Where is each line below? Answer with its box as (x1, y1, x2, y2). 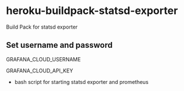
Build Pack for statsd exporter (6, 23, 78, 30)
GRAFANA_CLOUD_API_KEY (6, 67, 74, 74)
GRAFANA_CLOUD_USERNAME (6, 55, 81, 62)
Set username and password (6, 40, 113, 50)
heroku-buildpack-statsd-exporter (6, 4, 178, 17)
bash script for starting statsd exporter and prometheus (14, 78, 149, 85)
